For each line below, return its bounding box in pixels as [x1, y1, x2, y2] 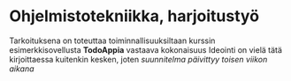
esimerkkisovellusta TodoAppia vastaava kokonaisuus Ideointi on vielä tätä [9, 44, 283, 55]
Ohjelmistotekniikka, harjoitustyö [9, 6, 259, 26]
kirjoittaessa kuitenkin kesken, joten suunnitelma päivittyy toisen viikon [9, 54, 268, 64]
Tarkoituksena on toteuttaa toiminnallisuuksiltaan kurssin [9, 35, 216, 46]
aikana [9, 63, 34, 74]
